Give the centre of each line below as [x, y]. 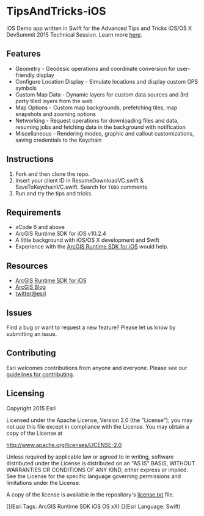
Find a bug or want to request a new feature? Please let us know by [91, 327]
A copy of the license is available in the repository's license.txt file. [90, 494]
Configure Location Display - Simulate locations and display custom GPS [107, 81]
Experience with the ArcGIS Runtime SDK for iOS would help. [92, 247]
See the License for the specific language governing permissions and [94, 476]
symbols [26, 88]
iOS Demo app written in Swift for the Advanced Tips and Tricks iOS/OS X [99, 28]
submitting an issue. [31, 334]
